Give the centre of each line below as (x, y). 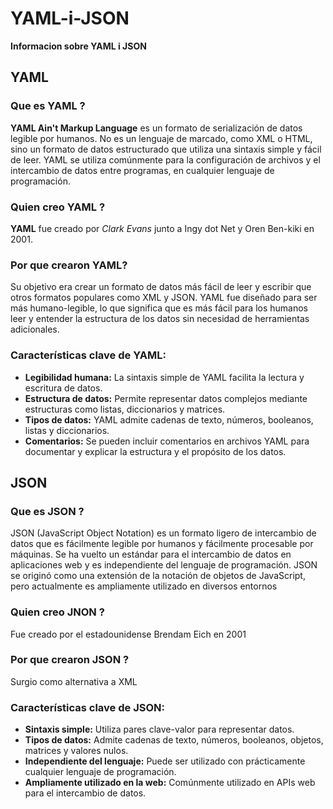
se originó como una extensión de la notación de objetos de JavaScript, (158, 576)
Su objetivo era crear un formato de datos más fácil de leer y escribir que (161, 287)
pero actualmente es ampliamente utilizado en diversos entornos (144, 586)
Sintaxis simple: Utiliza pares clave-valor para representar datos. (159, 729)
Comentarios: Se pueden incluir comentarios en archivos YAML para (167, 441)
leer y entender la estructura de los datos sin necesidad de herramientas (160, 319)
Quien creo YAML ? (58, 207)
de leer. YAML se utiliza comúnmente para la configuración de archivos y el (165, 159)
